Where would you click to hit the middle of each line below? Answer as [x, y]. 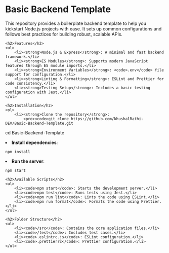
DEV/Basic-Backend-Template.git [39, 123]
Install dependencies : [35, 142]
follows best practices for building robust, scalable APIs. [64, 34]
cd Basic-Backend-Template [35, 132]
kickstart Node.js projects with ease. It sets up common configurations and [83, 28]
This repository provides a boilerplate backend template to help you [76, 23]
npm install [18, 152]
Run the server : [28, 161]
